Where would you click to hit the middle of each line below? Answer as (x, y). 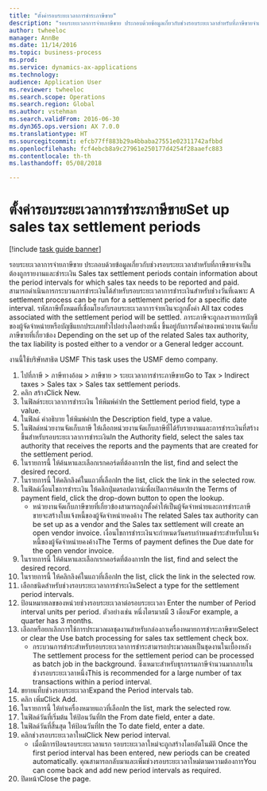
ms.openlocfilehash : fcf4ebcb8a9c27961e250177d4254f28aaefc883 (116, 149)
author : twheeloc (38, 30)
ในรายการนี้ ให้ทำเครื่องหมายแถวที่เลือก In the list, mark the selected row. (126, 708)
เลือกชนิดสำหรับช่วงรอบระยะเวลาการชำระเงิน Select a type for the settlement (130, 586)
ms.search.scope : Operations (57, 97)
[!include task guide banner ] (55, 249)
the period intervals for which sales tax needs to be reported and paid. (124, 282)
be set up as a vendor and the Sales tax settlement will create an (138, 525)
